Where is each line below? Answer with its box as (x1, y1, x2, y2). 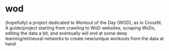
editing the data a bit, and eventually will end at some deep (5, 30, 127, 36)
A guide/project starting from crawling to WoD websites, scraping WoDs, (5, 24, 156, 30)
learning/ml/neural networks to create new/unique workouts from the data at (5, 35, 164, 41)
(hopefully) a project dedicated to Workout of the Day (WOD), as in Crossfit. (5, 19, 162, 25)
